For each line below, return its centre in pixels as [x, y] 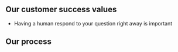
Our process [29, 42]
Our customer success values [61, 10]
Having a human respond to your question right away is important [93, 23]
